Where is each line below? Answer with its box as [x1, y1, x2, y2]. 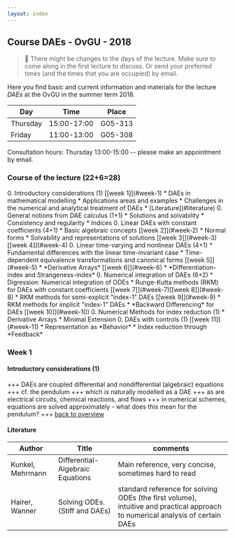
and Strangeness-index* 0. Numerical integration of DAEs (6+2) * [24, 270, 213, 279]
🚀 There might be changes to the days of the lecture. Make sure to [24, 54, 216, 63]
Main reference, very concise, [117, 460, 216, 470]
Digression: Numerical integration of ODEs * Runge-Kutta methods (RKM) [7, 277, 219, 286]
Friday [10, 130, 31, 140]
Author [19, 444, 43, 453]
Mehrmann [10, 469, 47, 479]
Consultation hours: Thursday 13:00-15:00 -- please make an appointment [7, 148, 222, 157]
